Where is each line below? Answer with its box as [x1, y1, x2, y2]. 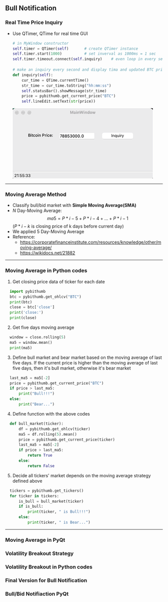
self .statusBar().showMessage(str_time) [21, 88, 107, 93]
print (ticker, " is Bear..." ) [27, 520, 91, 525]
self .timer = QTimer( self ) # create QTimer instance [12, 46, 138, 51]
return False [27, 463, 55, 468]
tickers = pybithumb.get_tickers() [9, 488, 84, 493]
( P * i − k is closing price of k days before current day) [12, 223, 124, 230]
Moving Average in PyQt [5, 536, 65, 543]
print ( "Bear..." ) [18, 402, 55, 407]
